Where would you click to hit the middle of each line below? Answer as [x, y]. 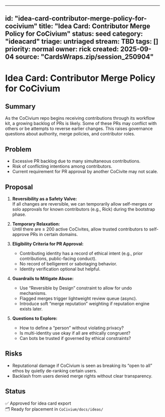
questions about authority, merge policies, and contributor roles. [70, 134]
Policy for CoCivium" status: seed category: [74, 34]
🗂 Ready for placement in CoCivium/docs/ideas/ [54, 409]
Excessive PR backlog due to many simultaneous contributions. [76, 161]
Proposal [19, 187]
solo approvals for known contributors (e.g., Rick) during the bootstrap [84, 209]
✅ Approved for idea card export [38, 403]
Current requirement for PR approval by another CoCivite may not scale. [85, 172]
